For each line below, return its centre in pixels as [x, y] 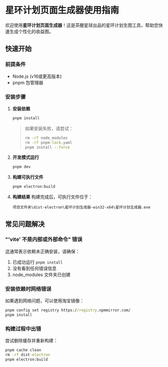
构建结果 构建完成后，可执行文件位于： [52, 197]
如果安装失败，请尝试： [49, 128]
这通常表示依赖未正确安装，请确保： [42, 251]
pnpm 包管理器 [28, 82]
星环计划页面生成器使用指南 [62, 10]
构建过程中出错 [23, 328]
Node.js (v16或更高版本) [37, 76]
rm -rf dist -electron [28, 355]
